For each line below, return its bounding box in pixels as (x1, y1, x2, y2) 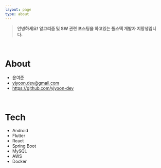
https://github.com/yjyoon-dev (12, 85, 74, 91)
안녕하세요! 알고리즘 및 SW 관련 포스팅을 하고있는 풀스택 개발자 (17, 25, 136, 31)
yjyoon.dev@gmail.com (12, 80, 59, 86)
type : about (5, 12, 29, 16)
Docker (12, 158, 27, 165)
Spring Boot (12, 143, 36, 149)
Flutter (12, 133, 26, 138)
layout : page (5, 7, 32, 12)
